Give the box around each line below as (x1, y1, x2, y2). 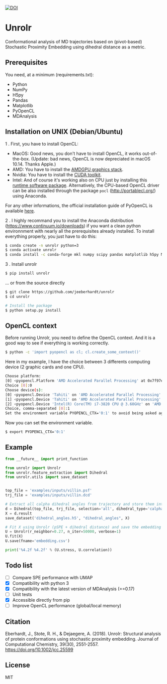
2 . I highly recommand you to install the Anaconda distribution (5, 217, 133, 223)
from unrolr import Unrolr (5, 465, 61, 471)
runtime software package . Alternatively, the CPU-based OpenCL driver (12, 182, 160, 188)
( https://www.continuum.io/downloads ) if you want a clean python (5, 222, 141, 229)
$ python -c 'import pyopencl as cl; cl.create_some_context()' (5, 349, 141, 355)
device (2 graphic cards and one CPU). (5, 364, 85, 370)
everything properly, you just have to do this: (5, 233, 97, 239)
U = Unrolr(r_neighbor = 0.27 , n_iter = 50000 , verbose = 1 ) (5, 529, 121, 534)
